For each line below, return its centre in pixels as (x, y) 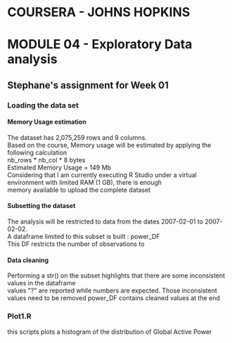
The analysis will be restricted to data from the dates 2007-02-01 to (105, 221)
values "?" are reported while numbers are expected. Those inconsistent (112, 291)
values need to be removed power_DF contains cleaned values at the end (114, 298)
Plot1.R (19, 316)
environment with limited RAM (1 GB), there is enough (85, 182)
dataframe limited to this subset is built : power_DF (86, 237)
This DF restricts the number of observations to (76, 244)
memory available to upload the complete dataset (79, 190)
